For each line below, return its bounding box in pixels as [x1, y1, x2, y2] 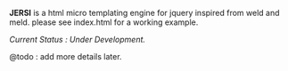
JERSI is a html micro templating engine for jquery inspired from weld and [9, 8, 280, 18]
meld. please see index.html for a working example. [9, 17, 199, 28]
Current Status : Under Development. [9, 35, 145, 44]
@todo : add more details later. [9, 51, 122, 61]
